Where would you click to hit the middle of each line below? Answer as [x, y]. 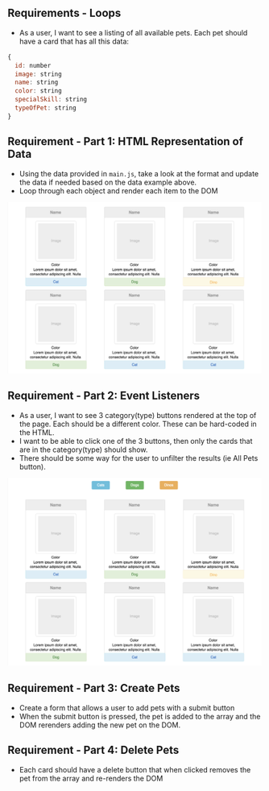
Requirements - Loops [64, 13]
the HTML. [37, 432]
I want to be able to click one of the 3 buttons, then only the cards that [136, 441]
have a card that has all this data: [74, 41]
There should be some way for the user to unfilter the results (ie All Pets [139, 458]
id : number [33, 65]
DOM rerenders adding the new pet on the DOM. [100, 725]
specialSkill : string [51, 100]
